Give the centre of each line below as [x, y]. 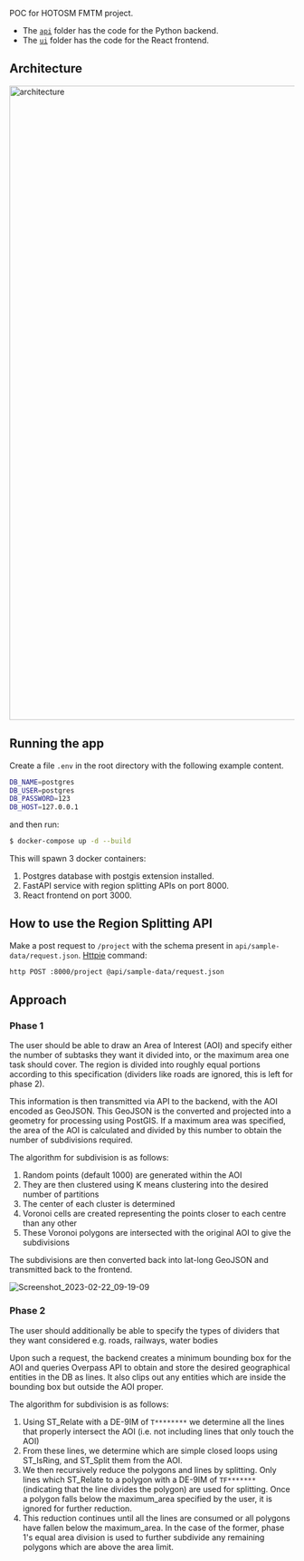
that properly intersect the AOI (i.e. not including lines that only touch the [158, 1431]
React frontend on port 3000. [77, 895]
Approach [38, 1000]
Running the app [57, 743]
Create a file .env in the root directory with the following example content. [147, 766]
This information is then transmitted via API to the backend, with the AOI [143, 1102]
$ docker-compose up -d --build [70, 842]
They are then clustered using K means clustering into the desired [145, 1185]
